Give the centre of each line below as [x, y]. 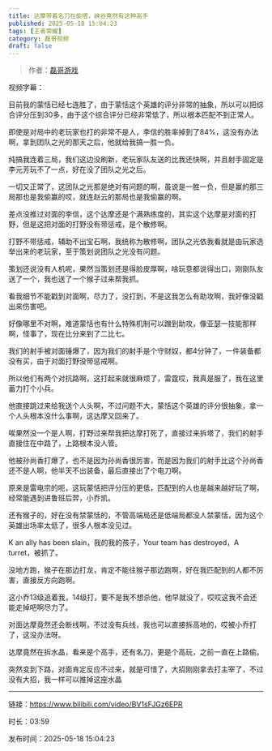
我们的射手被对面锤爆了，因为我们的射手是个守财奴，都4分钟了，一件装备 [132, 351]
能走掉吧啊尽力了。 [40, 607]
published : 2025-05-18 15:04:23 [63, 24]
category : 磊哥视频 [39, 39]
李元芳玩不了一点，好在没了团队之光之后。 [79, 170]
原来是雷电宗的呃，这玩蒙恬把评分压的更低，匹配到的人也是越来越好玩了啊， [136, 488]
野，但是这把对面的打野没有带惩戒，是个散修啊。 [90, 225]
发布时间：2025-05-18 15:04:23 [62, 739]
